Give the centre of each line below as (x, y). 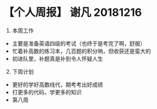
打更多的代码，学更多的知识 (47, 92)
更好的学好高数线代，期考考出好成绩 (58, 84)
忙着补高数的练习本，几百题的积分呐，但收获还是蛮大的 (81, 51)
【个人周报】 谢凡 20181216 (73, 12)
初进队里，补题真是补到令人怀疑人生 (58, 58)
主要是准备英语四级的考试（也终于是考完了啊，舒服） (79, 43)
